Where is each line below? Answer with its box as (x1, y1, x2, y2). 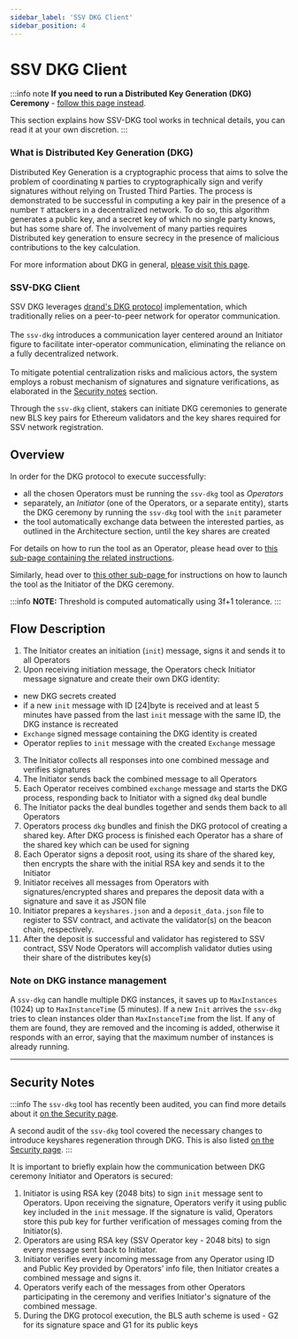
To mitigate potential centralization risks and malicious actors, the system (10, 367, 278, 378)
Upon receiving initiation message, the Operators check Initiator (22, 664, 256, 674)
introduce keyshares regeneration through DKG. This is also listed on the (10, 1135, 275, 1145)
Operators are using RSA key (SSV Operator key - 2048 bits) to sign (22, 1235, 271, 1245)
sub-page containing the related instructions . (10, 552, 175, 563)
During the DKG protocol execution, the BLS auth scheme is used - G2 (22, 1310, 279, 1320)
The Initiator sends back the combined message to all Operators (22, 773, 257, 784)
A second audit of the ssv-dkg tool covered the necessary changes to (10, 1125, 264, 1135)
